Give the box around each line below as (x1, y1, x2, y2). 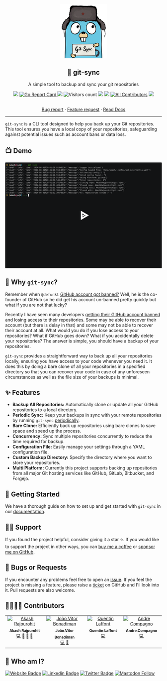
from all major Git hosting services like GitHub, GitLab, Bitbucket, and (12, 470, 154, 476)
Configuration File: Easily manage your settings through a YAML (12, 444, 145, 450)
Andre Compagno (126, 628, 158, 633)
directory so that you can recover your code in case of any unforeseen (5, 368, 150, 374)
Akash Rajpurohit (9, 628, 40, 633)
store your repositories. (12, 459, 61, 466)
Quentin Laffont (89, 628, 117, 633)
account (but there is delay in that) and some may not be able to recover (5, 322, 153, 328)
